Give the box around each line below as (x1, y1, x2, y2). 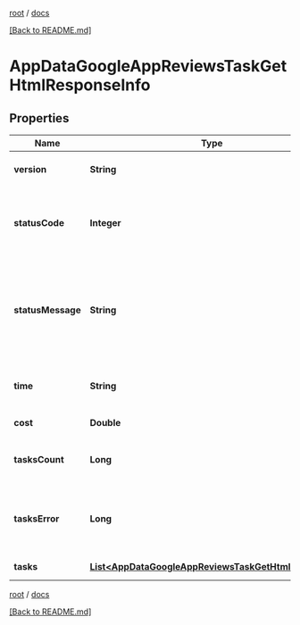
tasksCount (13, 454, 64, 465)
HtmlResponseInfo (9, 75, 151, 96)
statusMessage (13, 304, 82, 316)
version (13, 163, 47, 175)
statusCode (13, 217, 65, 229)
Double (89, 417, 121, 429)
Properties (9, 111, 70, 126)
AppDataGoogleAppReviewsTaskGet (9, 56, 287, 77)
